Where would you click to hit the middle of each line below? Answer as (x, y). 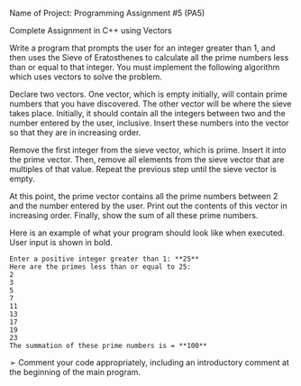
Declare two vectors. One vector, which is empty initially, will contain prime (149, 94)
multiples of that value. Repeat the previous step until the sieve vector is (143, 169)
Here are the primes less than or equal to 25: (100, 267)
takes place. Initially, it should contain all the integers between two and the (147, 113)
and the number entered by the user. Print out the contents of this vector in (148, 206)
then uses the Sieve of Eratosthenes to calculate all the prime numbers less (149, 57)
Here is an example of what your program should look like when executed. (147, 233)
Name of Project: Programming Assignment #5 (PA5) (107, 13)
